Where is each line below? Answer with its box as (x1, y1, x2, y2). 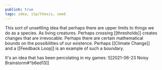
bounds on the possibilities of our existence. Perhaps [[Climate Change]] (5, 40, 150, 46)
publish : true (5, 7, 34, 12)
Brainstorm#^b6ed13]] (5, 60, 49, 66)
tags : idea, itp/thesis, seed (5, 12, 66, 16)
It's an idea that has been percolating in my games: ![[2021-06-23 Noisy (5, 55, 149, 60)
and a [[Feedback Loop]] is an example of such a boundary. (5, 45, 124, 51)
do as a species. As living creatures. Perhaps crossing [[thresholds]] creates (5, 30, 158, 36)
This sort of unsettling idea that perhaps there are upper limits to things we (5, 25, 154, 30)
